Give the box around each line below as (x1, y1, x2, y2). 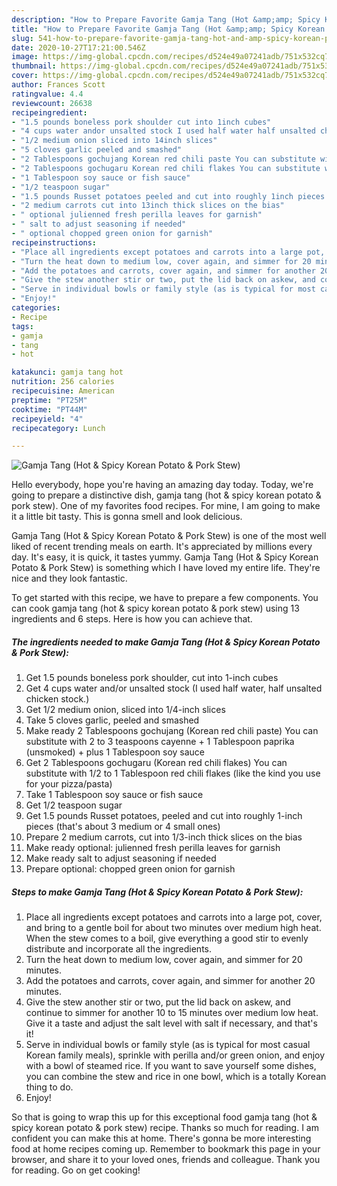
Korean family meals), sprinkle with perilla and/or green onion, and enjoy (25, 1049, 326, 1061)
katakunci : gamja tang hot (11, 367, 124, 378)
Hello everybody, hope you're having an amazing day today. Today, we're (11, 479, 314, 491)
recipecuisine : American (11, 386, 115, 396)
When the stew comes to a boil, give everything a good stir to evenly (25, 932, 309, 945)
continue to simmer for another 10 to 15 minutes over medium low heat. (25, 1007, 319, 1019)
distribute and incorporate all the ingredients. (25, 943, 212, 955)
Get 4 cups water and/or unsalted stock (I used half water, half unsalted (25, 682, 323, 695)
